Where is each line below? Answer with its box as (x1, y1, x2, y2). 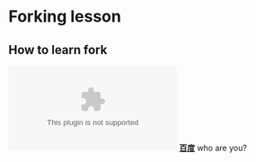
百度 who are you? (178, 142, 248, 153)
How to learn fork (8, 42, 108, 58)
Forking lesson (8, 6, 122, 27)
